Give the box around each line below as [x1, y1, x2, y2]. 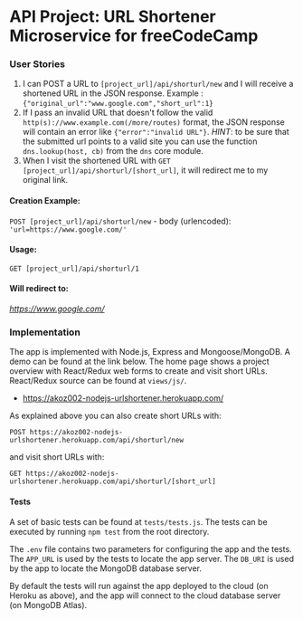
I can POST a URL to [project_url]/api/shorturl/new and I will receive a [22, 79, 294, 90]
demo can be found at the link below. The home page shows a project [9, 356, 270, 367]
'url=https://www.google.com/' [9, 224, 128, 234]
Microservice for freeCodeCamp [9, 25, 259, 46]
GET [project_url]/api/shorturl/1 [9, 264, 140, 273]
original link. [22, 175, 69, 186]
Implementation [9, 326, 81, 338]
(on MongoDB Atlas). [9, 599, 88, 610]
